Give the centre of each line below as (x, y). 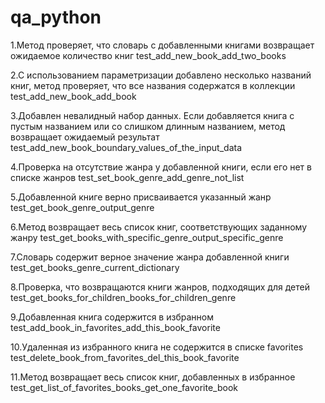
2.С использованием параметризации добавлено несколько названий (161, 75)
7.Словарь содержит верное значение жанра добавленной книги (150, 257)
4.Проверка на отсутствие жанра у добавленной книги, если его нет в (161, 167)
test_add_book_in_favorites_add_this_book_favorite (115, 327)
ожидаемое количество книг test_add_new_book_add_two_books (148, 55)
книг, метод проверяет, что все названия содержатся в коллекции (153, 85)
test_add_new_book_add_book (73, 96)
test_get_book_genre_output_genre (82, 207)
